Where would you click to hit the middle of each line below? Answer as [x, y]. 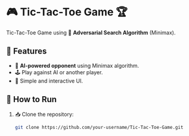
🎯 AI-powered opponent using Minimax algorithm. [77, 65]
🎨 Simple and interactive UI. [49, 81]
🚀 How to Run [32, 99]
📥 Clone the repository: [44, 114]
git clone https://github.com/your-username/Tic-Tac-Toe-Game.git [99, 127]
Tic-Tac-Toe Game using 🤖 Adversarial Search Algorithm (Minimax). [91, 32]
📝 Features [27, 51]
